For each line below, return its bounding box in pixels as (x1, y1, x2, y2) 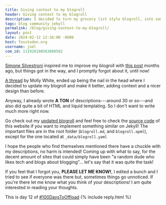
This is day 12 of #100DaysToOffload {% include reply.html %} (5, 194, 132, 200)
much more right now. (5, 108, 50, 114)
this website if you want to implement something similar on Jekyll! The (5, 123, 148, 129)
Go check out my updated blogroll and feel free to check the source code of (5, 118, 160, 124)
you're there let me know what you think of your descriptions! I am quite (5, 179, 152, 185)
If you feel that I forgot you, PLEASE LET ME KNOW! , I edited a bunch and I (5, 168, 158, 174)
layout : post (5, 30, 32, 35)
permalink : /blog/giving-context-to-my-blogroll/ (5, 26, 110, 31)
